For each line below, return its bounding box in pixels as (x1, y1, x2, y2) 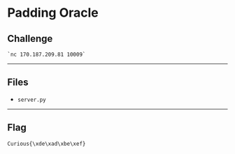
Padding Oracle (7, 5, 99, 21)
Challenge (7, 33, 53, 45)
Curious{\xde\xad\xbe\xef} (7, 140, 86, 147)
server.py (17, 96, 47, 103)
